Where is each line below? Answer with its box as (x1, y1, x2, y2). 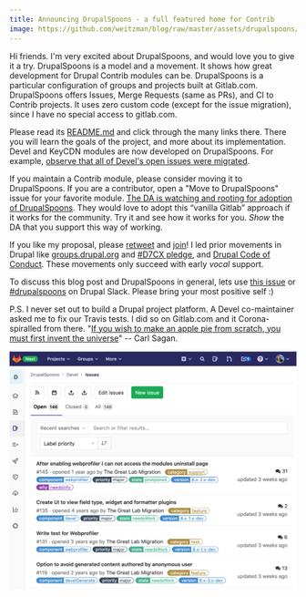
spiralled (9, 323, 42, 334)
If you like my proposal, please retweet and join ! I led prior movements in (9, 239, 282, 250)
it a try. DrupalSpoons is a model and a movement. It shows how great (9, 60, 272, 71)
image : (9, 24, 35, 34)
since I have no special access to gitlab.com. (9, 108, 178, 119)
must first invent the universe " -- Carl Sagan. (9, 333, 178, 344)
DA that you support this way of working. (9, 221, 163, 232)
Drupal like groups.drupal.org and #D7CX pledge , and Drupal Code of (9, 249, 270, 260)
